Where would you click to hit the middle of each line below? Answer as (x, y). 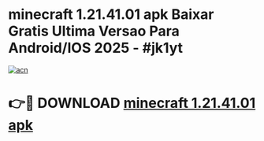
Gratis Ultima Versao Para (94, 31)
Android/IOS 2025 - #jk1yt (96, 48)
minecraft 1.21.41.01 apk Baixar (111, 15)
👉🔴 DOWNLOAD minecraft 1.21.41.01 (132, 103)
